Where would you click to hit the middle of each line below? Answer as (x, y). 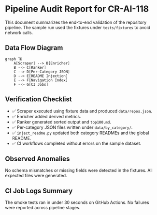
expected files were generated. (36, 176)
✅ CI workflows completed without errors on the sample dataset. (77, 143)
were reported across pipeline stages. (43, 208)
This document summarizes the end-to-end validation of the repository (76, 22)
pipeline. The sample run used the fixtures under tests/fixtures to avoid (78, 27)
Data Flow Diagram (34, 48)
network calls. (19, 32)
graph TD (14, 59)
